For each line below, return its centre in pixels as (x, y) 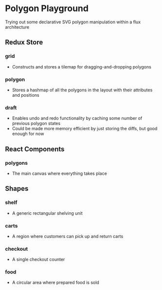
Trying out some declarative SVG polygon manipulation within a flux (73, 22)
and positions (26, 95)
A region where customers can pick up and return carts (68, 236)
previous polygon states (36, 123)
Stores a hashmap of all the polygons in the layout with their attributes (82, 90)
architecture (17, 27)
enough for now (28, 134)
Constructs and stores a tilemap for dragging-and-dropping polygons (82, 67)
